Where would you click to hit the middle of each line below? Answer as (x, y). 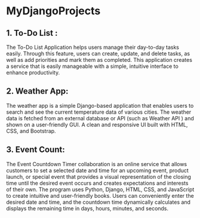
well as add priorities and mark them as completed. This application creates (99, 60)
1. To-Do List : (32, 33)
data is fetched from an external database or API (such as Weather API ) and (100, 118)
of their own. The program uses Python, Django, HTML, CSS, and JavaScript (100, 189)
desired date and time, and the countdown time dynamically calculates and (99, 202)
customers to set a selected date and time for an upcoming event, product (98, 170)
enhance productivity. (33, 72)
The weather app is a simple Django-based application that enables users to (100, 105)
